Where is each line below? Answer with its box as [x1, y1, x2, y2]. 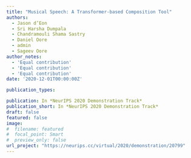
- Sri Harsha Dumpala [12, 25, 67, 32]
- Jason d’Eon [12, 20, 47, 26]
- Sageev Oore [12, 48, 47, 54]
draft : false [6, 109, 39, 115]
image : [6, 120, 23, 127]
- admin [12, 43, 32, 49]
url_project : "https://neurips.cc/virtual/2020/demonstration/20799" [6, 143, 186, 149]
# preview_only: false [6, 137, 67, 144]
